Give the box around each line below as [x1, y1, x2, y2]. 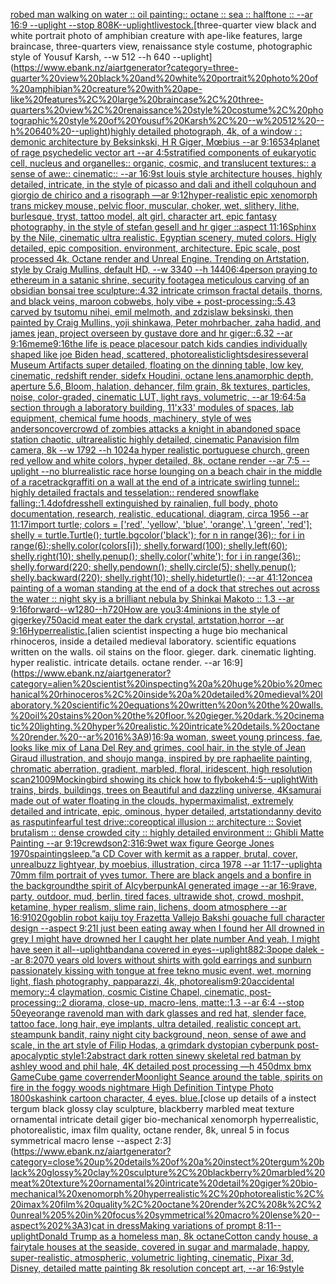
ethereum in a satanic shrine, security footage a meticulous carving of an [10, 274, 310, 286]
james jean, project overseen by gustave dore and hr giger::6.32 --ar [10, 327, 293, 339]
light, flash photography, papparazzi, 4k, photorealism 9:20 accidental [10, 975, 295, 987]
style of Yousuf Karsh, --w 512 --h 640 [10, 51, 171, 63]
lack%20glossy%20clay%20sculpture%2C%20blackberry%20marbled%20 [10, 1167, 326, 1178]
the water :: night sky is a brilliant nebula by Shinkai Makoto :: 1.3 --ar [10, 593, 295, 604]
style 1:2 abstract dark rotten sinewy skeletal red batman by [60, 1050, 302, 1061]
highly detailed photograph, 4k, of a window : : [110, 125, 303, 137]
